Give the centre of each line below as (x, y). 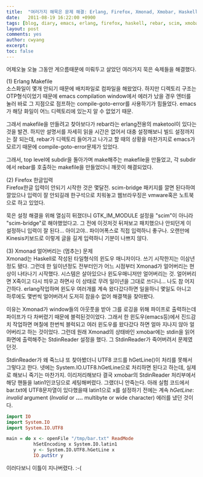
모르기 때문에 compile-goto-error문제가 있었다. (63, 146)
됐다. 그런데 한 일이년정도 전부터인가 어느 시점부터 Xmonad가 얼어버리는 (103, 266)
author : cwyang (25, 40)
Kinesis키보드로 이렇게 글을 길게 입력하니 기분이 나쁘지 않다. (77, 238)
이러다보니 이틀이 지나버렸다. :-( (44, 468)
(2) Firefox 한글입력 (30, 180)
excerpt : (17, 46)
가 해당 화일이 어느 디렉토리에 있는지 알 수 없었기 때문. (70, 111)
